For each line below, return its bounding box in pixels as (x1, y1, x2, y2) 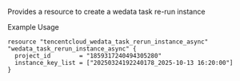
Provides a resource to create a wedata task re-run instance (7, 7, 206, 16)
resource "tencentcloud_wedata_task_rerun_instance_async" (7, 38, 209, 46)
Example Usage (7, 22, 59, 31)
